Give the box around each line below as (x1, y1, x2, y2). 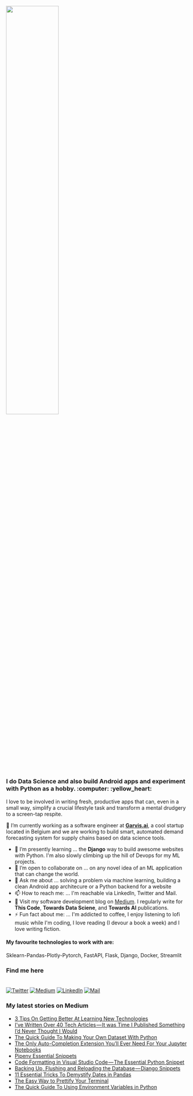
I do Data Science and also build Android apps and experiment (6, 778, 185, 786)
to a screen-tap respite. (6, 810, 63, 817)
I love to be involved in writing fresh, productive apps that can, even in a (6, 798, 179, 805)
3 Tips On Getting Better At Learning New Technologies (14, 1015, 149, 1022)
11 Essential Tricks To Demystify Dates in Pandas (14, 1071, 132, 1078)
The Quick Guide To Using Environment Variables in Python (14, 1083, 157, 1090)
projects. (14, 858, 36, 865)
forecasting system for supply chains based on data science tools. (6, 834, 166, 841)
